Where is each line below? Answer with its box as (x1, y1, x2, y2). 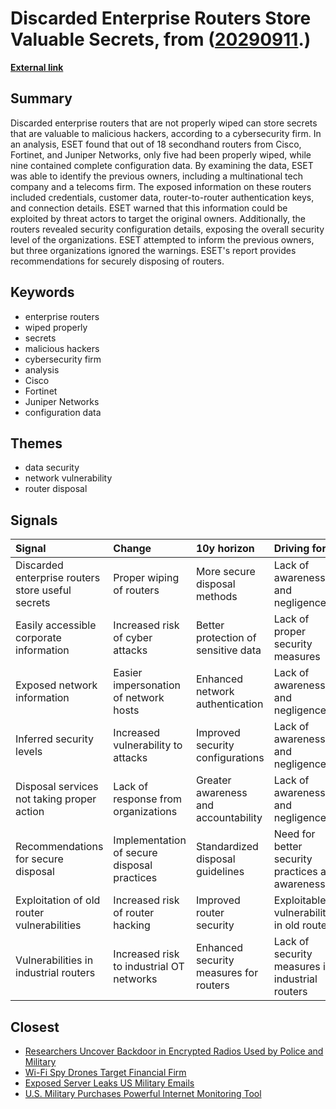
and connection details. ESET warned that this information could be (10, 202, 288, 214)
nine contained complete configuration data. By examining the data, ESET (10, 159, 314, 171)
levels (15, 745, 43, 759)
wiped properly (24, 321, 88, 333)
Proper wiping (113, 571, 180, 585)
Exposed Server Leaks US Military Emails (24, 1077, 195, 1089)
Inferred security (15, 732, 94, 746)
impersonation (113, 678, 181, 692)
